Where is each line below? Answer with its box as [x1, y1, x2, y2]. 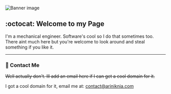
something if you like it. [5, 44, 54, 50]
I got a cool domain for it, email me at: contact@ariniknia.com [5, 83, 134, 89]
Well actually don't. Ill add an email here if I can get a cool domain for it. [5, 73, 155, 79]
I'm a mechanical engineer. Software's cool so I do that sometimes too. [5, 33, 154, 39]
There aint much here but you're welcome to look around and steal [5, 38, 145, 44]
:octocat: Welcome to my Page [5, 19, 104, 28]
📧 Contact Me [5, 61, 40, 68]
